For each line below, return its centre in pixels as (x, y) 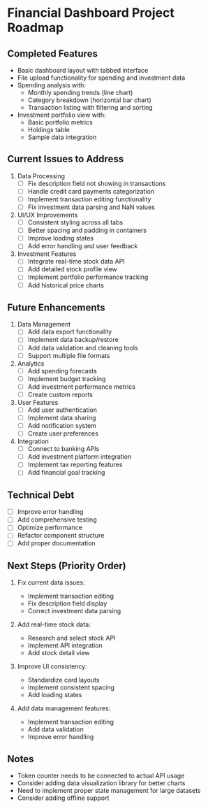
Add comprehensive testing (57, 520)
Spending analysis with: (51, 85)
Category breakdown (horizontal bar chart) (89, 100)
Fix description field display (67, 603)
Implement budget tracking (67, 378)
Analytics (31, 363)
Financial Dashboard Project (91, 13)
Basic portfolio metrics (60, 122)
